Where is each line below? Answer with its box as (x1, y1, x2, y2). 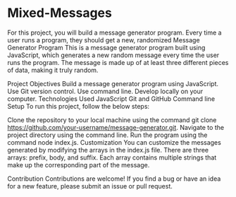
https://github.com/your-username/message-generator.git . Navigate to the (7, 123, 224, 131)
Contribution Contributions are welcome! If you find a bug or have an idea (7, 174, 221, 183)
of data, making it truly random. (7, 66, 99, 74)
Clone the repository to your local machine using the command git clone (7, 115, 217, 124)
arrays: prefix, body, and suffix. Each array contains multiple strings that (7, 153, 217, 162)
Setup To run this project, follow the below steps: (7, 102, 150, 110)
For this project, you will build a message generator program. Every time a (7, 28, 222, 37)
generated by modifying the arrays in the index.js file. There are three (7, 145, 209, 154)
